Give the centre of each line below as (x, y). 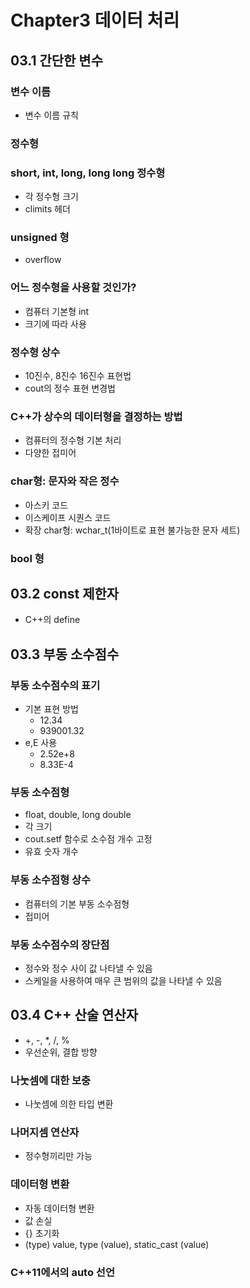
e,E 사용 (41, 742)
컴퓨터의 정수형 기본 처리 (73, 440)
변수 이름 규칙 (51, 115)
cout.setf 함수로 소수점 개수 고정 (88, 839)
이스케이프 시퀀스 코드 (68, 517)
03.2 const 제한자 (65, 593)
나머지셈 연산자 (45, 1132)
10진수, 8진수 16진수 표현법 (78, 375)
